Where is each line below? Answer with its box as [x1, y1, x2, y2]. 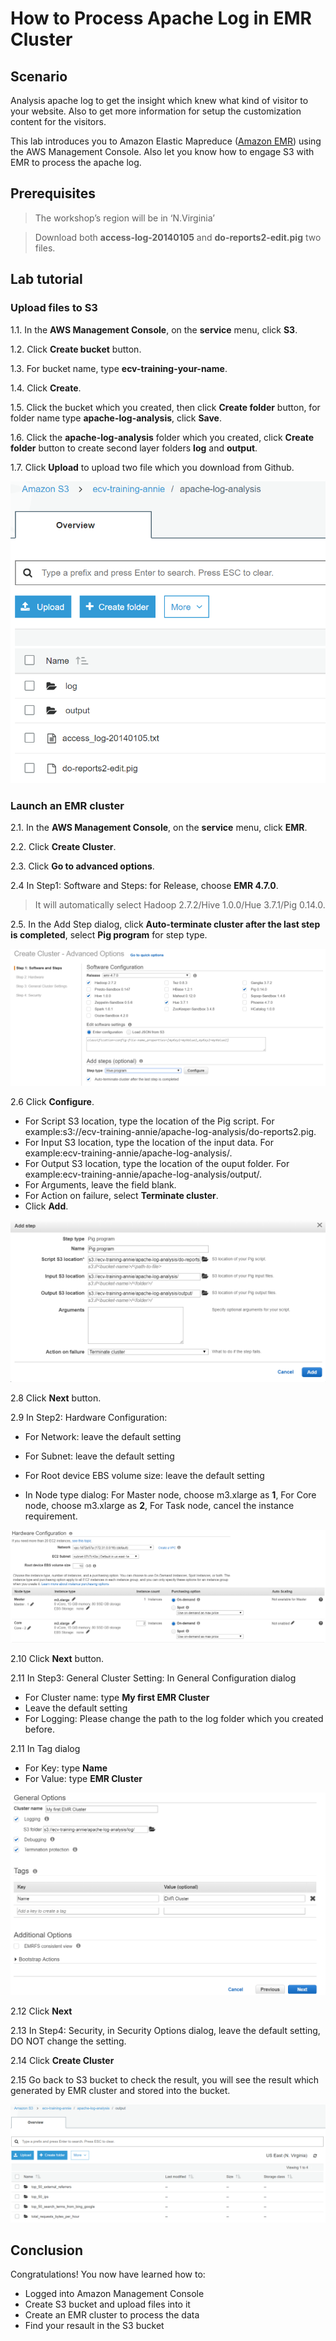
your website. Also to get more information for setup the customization [10, 105, 302, 117]
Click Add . [24, 1200, 69, 1212]
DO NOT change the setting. [10, 2035, 127, 2047]
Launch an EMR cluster [10, 798, 125, 812]
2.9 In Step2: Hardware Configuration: [10, 1411, 168, 1423]
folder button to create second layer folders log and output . [10, 442, 258, 454]
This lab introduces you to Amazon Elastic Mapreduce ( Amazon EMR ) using [10, 135, 322, 147]
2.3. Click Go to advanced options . [10, 860, 155, 872]
